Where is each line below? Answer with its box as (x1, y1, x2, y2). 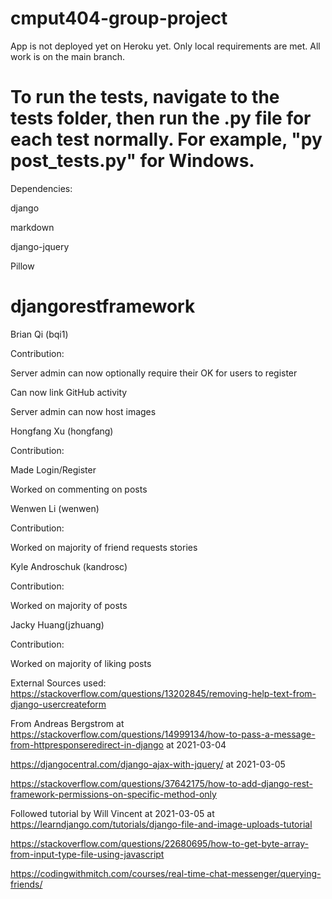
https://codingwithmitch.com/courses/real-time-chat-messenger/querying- (10, 867, 322, 879)
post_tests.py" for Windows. (10, 150, 255, 172)
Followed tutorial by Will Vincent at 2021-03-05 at (10, 807, 215, 819)
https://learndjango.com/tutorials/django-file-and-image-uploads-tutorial (10, 818, 313, 830)
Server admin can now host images (10, 405, 157, 417)
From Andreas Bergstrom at (10, 717, 125, 729)
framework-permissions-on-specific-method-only (10, 788, 217, 800)
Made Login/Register (10, 463, 97, 476)
